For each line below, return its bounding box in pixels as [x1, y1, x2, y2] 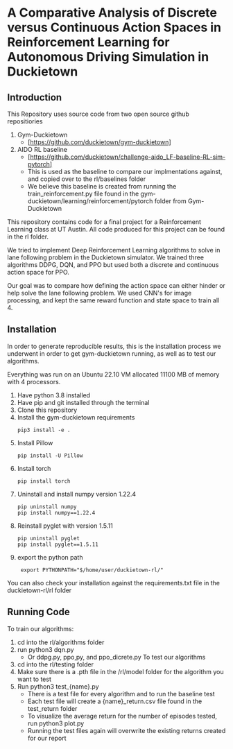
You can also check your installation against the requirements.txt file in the [7, 578, 221, 587]
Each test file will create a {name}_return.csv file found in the [27, 697, 202, 705]
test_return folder [27, 704, 78, 712]
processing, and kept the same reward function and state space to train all [7, 296, 220, 304]
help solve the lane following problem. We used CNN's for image [7, 289, 192, 297]
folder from [154, 197, 187, 205]
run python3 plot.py [27, 719, 85, 728]
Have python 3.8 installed [17, 390, 91, 399]
